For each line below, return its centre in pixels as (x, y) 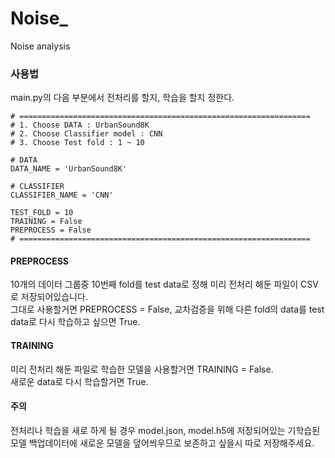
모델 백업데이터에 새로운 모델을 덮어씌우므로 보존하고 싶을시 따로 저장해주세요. (162, 443)
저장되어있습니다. (54, 297)
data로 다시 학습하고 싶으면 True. (75, 322)
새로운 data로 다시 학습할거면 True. (79, 381)
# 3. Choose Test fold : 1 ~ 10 (77, 143)
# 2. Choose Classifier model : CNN (86, 134)
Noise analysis (40, 46)
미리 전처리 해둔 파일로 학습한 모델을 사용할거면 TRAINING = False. (142, 369)
